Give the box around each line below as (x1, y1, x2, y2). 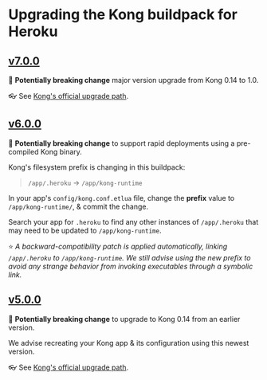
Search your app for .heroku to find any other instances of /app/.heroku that (8, 217, 259, 226)
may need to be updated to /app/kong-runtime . (8, 225, 162, 235)
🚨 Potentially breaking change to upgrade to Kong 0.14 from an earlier (8, 314, 241, 323)
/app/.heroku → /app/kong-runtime (27, 178, 143, 187)
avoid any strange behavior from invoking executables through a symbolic (8, 261, 253, 271)
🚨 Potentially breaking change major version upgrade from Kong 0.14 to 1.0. (8, 76, 259, 84)
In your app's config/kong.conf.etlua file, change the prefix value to (8, 193, 235, 202)
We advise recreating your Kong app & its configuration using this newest (8, 338, 249, 347)
